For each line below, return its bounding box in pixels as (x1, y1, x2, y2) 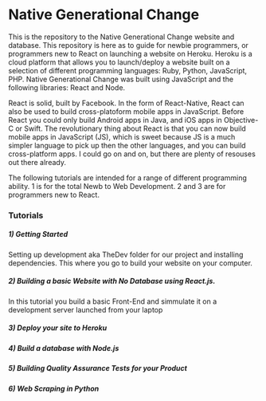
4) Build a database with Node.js (8, 343, 119, 352)
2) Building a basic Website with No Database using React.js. (8, 277, 216, 286)
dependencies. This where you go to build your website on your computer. (8, 258, 253, 268)
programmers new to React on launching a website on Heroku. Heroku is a (8, 49, 252, 58)
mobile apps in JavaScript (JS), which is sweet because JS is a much (8, 132, 236, 141)
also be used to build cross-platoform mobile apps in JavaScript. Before (8, 106, 244, 116)
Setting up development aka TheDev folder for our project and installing (8, 250, 244, 259)
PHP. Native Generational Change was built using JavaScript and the (8, 74, 233, 84)
